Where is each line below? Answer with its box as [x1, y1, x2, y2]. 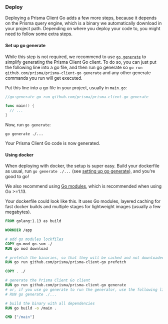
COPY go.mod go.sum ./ [5, 241, 52, 246]
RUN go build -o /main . [5, 305, 57, 310]
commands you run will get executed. [5, 75, 82, 81]
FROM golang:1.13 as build [5, 219, 61, 224]
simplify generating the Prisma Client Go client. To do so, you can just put [5, 59, 156, 65]
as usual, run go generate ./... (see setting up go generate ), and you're [5, 168, 155, 174]
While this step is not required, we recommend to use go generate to [5, 54, 146, 60]
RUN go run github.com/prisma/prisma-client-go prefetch [5, 260, 126, 265]
